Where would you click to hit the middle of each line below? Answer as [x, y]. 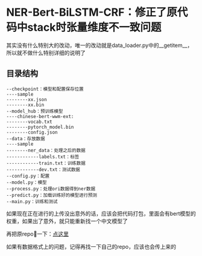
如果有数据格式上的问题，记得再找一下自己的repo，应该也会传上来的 [91, 246]
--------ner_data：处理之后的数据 [46, 150]
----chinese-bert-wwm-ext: [40, 116]
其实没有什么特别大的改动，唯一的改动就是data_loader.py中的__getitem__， [99, 45]
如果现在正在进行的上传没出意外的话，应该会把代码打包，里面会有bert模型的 [101, 213]
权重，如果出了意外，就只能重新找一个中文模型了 [67, 221]
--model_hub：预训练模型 [35, 111]
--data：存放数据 [26, 139]
